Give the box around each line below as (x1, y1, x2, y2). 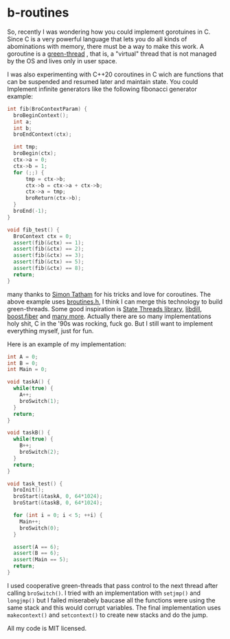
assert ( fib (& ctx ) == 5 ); (13, 258, 84, 266)
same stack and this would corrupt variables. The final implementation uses (7, 603, 221, 611)
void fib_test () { (7, 226, 60, 233)
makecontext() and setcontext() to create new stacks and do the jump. (7, 611, 208, 619)
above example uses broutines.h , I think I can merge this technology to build (7, 297, 223, 306)
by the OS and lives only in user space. (7, 56, 117, 65)
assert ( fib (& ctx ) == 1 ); (13, 239, 84, 246)
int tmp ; (13, 143, 38, 151)
